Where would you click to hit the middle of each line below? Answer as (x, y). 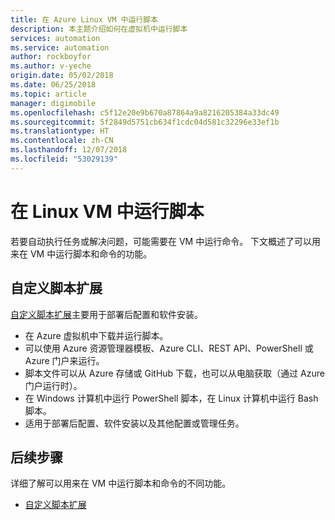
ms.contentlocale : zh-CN (62, 141)
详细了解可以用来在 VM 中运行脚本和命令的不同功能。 (121, 483)
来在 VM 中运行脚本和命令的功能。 (81, 253)
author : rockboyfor (51, 57)
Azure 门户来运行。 (64, 360)
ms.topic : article (48, 94)
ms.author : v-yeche (51, 66)
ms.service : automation (60, 47)
